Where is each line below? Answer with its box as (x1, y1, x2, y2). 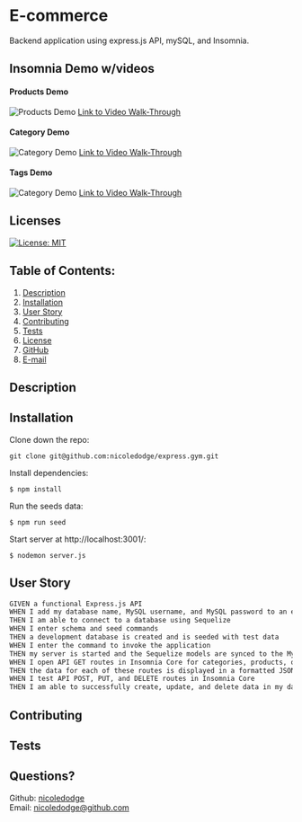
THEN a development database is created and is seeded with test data (9, 632, 280, 642)
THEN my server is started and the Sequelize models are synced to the (9, 649, 283, 658)
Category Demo (9, 127, 70, 137)
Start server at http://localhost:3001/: (9, 534, 147, 544)
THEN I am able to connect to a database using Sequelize (9, 616, 231, 625)
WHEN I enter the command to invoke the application (9, 641, 211, 650)
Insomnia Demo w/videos (9, 61, 155, 76)
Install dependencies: (9, 467, 89, 478)
